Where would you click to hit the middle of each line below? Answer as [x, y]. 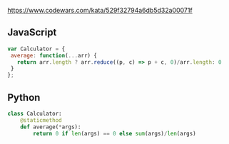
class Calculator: [35, 113]
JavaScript [32, 32]
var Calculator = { [36, 49]
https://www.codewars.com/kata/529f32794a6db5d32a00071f [100, 10]
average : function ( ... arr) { [54, 55]
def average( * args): [51, 127]
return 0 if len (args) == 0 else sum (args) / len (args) [114, 133]
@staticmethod [41, 120]
